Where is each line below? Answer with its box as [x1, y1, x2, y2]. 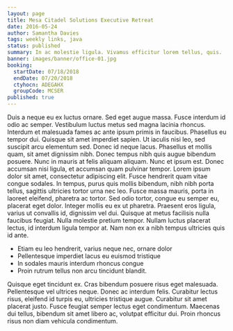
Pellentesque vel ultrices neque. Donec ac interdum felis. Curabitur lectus [7, 287, 218, 296]
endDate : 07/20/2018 [13, 74, 73, 82]
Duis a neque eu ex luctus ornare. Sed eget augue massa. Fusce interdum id [7, 113, 226, 121]
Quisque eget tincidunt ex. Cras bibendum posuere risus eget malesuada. [7, 280, 218, 288]
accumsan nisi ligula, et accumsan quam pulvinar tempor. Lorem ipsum [7, 164, 211, 173]
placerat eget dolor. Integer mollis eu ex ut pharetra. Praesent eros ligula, [7, 202, 216, 210]
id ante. [7, 231, 29, 239]
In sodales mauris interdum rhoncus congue [17, 260, 144, 267]
